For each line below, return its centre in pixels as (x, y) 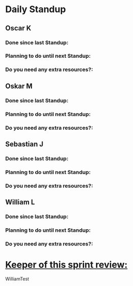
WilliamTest (17, 279)
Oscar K (18, 28)
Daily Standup (36, 9)
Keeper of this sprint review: (66, 265)
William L (20, 202)
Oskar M (19, 86)
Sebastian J (24, 144)
